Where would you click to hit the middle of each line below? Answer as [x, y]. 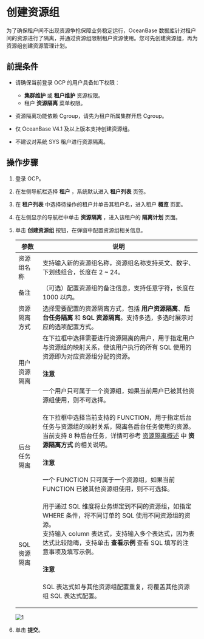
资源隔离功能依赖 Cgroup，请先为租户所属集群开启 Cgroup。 [91, 115]
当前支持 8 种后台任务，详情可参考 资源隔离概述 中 [114, 436]
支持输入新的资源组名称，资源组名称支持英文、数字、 [118, 263]
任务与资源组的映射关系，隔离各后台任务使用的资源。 [118, 427]
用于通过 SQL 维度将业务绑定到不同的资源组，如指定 [117, 506]
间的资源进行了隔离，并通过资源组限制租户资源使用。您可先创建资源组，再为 [102, 38]
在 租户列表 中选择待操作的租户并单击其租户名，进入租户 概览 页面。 [100, 204]
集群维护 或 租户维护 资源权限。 [64, 95]
